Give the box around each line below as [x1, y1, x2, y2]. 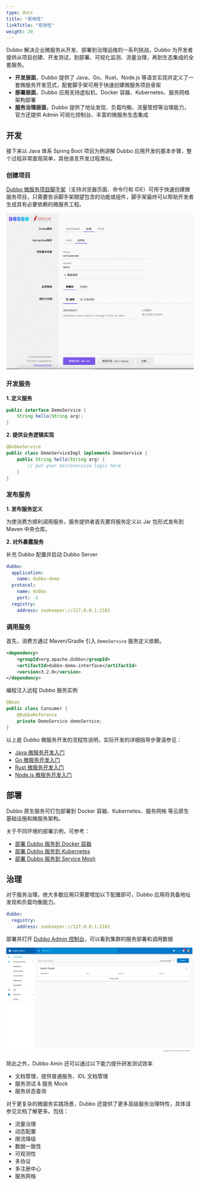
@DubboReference [17, 712, 58, 718]
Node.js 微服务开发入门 [14, 771, 73, 778]
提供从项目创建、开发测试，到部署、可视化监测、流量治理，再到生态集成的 [6, 54, 189, 61]
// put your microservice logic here [27, 462, 121, 468]
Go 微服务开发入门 [14, 756, 61, 763]
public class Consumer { [6, 706, 68, 712]
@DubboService [6, 444, 42, 450]
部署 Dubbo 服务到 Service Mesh [14, 855, 96, 862]
